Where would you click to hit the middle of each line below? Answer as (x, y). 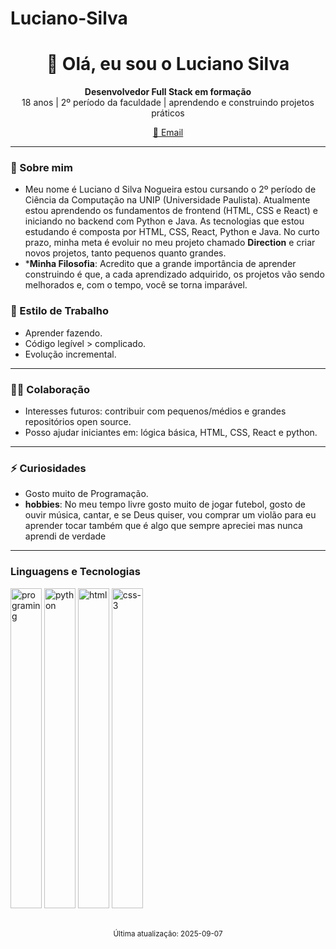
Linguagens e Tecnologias (75, 572)
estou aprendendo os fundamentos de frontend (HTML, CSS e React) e (171, 211)
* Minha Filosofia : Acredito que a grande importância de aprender (160, 264)
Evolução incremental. (70, 354)
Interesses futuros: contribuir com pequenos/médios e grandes (155, 411)
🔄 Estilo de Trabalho (59, 311)
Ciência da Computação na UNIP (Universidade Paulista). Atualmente (167, 200)
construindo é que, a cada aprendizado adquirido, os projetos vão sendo (174, 274)
